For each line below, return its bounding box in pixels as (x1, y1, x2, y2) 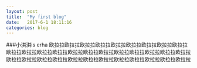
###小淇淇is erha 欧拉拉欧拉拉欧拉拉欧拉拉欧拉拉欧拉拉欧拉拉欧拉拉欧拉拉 (6, 41, 188, 48)
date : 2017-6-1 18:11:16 (6, 19, 72, 25)
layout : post (6, 8, 38, 15)
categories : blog (6, 24, 49, 31)
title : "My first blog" (6, 14, 67, 20)
